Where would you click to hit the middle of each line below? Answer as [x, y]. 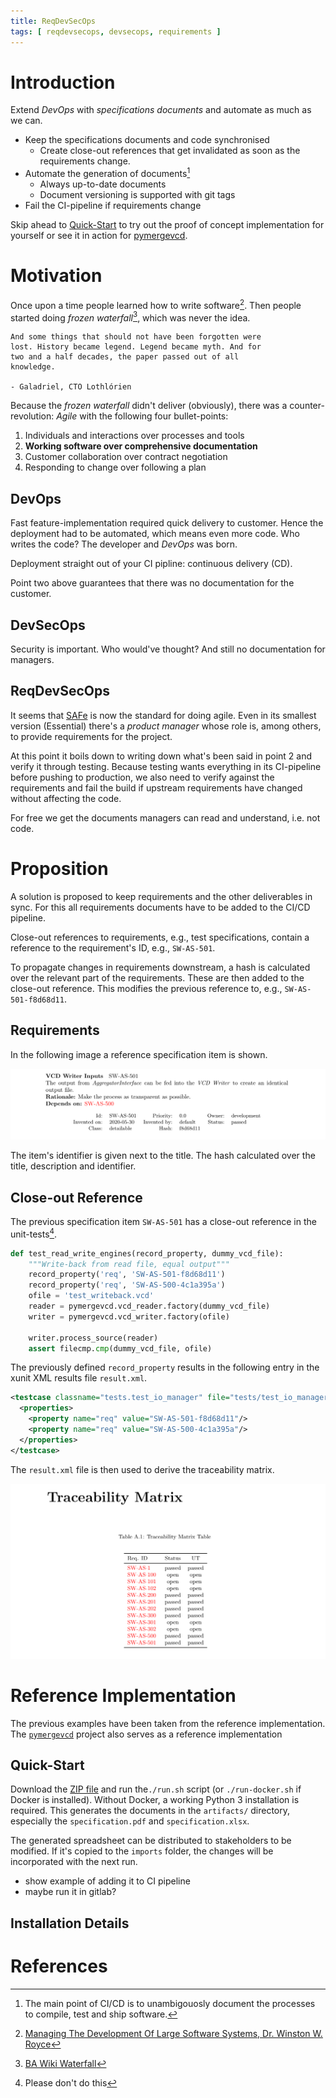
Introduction [63, 82]
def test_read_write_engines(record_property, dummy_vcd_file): [147, 1253]
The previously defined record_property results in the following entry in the [165, 1367]
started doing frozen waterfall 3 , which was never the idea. [130, 317]
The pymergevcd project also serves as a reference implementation [146, 1734]
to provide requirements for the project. [91, 736]
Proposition [59, 868]
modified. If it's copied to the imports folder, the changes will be [142, 1851]
